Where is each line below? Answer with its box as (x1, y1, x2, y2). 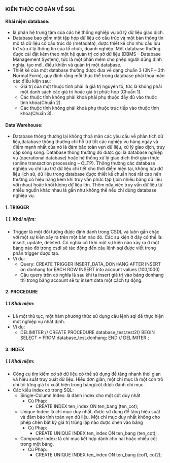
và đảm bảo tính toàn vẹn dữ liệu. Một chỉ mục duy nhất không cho (20, 414, 160, 420)
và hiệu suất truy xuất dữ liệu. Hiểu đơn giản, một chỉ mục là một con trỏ (12, 376, 163, 382)
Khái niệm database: (5, 18, 50, 24)
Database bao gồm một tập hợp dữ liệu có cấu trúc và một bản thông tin (12, 35, 164, 41)
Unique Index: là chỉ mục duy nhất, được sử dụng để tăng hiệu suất (20, 409, 161, 415)
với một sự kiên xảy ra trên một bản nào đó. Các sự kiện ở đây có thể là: (12, 234, 163, 240)
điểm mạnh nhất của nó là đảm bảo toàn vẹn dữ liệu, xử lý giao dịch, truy (12, 144, 165, 150)
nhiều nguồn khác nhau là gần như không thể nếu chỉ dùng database (12, 187, 157, 193)
